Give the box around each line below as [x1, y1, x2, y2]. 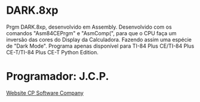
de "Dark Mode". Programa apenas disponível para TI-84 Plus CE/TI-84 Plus [6, 42, 195, 50]
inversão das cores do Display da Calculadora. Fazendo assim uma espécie [6, 36, 192, 43]
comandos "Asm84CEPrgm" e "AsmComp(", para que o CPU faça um [6, 29, 177, 36]
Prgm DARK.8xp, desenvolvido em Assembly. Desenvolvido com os [6, 23, 172, 30]
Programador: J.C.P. [6, 70, 109, 84]
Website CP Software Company [6, 89, 84, 96]
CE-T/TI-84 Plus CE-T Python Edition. [6, 48, 99, 55]
